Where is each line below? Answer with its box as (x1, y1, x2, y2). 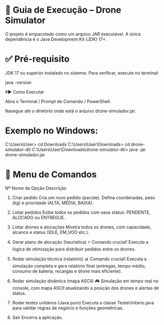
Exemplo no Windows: (5, 125, 98, 136)
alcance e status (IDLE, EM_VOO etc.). (12, 229, 89, 235)
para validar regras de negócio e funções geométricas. (12, 305, 124, 311)
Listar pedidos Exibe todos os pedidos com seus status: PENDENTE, (12, 209, 151, 215)
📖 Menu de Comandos (5, 169, 97, 180)
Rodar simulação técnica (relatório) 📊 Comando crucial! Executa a (12, 256, 147, 262)
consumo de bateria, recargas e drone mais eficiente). (12, 268, 122, 274)
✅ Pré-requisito (5, 53, 70, 65)
